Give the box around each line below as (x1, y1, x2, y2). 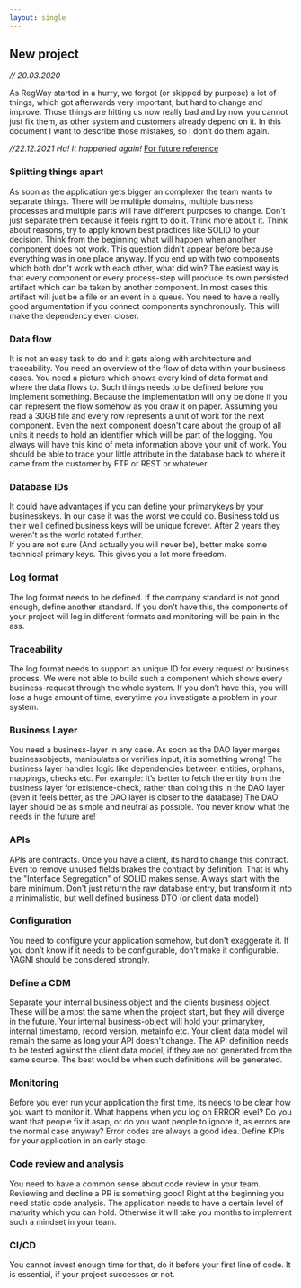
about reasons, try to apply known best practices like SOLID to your (9, 224, 260, 235)
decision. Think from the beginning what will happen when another (9, 234, 257, 244)
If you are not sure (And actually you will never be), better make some (9, 539, 268, 550)
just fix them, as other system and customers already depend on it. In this (9, 116, 281, 127)
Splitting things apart (9, 165, 104, 178)
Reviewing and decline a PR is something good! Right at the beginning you (9, 1187, 285, 1198)
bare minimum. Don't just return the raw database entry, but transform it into (9, 883, 292, 893)
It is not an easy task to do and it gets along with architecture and (9, 353, 252, 364)
